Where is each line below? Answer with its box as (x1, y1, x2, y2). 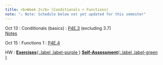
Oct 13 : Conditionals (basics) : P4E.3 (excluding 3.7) (5, 25, 111, 31)
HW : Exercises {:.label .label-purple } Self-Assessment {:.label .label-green (5, 49, 158, 55)
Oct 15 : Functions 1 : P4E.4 (5, 40, 60, 45)
